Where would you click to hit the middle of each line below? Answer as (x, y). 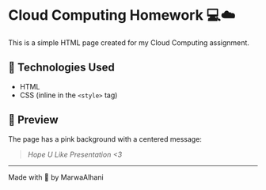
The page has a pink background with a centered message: (105, 139)
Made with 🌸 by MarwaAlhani (56, 177)
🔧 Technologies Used (61, 68)
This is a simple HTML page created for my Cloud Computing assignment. (129, 42)
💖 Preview (33, 120)
